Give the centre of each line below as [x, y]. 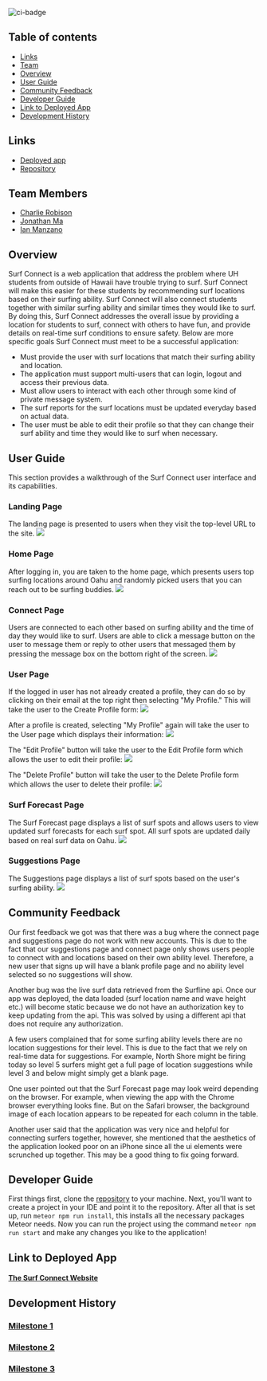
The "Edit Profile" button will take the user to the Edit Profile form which [126, 750]
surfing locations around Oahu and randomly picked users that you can [125, 580]
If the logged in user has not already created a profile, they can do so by [127, 692]
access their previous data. [64, 383]
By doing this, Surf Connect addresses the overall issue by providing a [124, 316]
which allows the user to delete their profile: [80, 784]
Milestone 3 [32, 1368]
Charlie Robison [46, 213]
